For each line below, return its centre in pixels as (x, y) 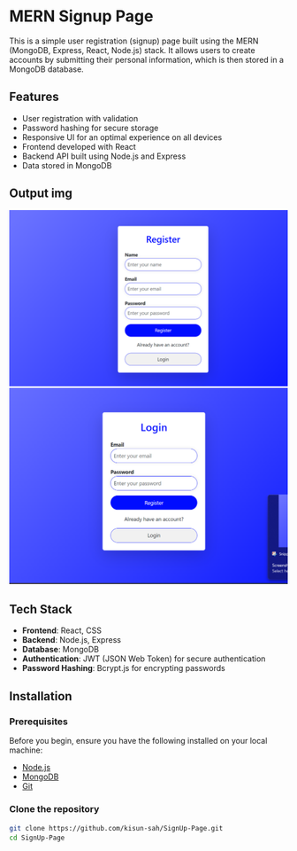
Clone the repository (54, 808)
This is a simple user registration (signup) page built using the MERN (134, 41)
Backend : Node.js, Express (72, 640)
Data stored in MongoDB (67, 165)
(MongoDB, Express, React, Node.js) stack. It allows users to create (132, 50)
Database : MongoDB (61, 650)
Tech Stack (41, 609)
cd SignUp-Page (37, 838)
